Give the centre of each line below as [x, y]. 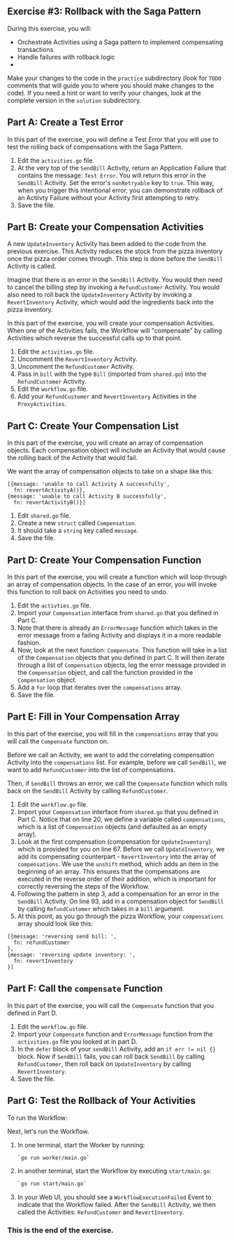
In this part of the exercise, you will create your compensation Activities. [111, 323]
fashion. [29, 643]
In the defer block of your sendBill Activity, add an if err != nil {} [117, 1049]
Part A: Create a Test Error [65, 122]
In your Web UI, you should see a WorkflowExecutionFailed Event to [114, 1197]
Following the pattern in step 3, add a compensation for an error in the [118, 894]
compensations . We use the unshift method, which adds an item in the [118, 864]
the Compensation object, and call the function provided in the [105, 673]
